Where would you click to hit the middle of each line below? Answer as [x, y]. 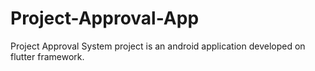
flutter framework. [47, 56]
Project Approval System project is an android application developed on [158, 46]
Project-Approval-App [105, 18]
